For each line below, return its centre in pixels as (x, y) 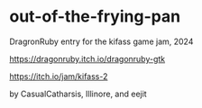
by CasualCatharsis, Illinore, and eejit (78, 94)
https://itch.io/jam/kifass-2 (59, 76)
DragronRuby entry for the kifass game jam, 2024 (101, 41)
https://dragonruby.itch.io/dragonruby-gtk (87, 58)
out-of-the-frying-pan (95, 17)
